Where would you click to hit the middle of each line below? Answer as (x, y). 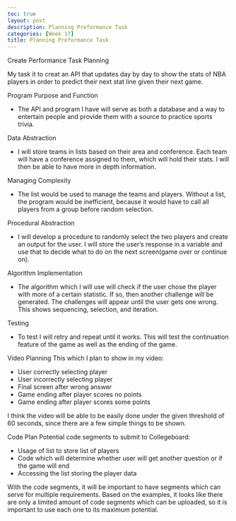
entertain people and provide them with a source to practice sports (115, 117)
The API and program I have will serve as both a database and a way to (121, 109)
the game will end (43, 466)
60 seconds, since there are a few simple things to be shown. (97, 423)
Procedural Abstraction (41, 223)
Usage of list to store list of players (68, 451)
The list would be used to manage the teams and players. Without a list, (122, 194)
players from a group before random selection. (85, 209)
